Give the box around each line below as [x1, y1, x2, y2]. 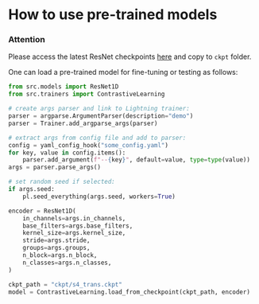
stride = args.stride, [22, 236, 91, 244]
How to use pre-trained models [8, 6, 218, 24]
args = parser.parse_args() [8, 163, 102, 172]
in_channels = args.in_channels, [22, 214, 126, 222]
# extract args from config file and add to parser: [8, 134, 187, 142]
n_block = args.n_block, [22, 251, 98, 259]
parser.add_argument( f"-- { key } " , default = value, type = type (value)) [22, 156, 250, 164]
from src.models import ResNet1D [8, 83, 119, 91]
